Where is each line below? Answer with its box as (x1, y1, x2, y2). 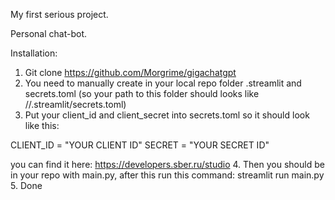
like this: (24, 120, 60, 131)
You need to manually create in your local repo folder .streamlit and (24, 77, 302, 89)
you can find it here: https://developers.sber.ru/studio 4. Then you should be (10, 159, 325, 170)
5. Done (10, 180, 43, 191)
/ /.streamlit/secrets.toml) (24, 99, 127, 110)
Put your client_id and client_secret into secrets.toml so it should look (24, 109, 310, 121)
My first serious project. (10, 9, 109, 20)
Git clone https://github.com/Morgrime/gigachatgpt (24, 67, 237, 78)
